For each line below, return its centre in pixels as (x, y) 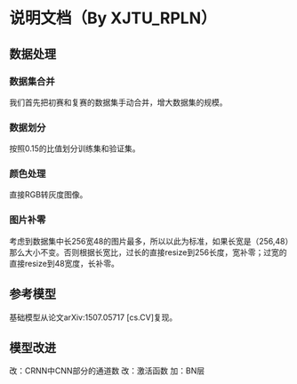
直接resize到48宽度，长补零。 (64, 263)
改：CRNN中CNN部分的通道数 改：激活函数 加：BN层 (107, 371)
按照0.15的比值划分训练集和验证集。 (75, 148)
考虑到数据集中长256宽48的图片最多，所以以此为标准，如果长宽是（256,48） (149, 241)
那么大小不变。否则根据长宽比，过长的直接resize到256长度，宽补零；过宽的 (148, 252)
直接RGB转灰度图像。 (48, 195)
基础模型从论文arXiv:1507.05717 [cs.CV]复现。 (93, 317)
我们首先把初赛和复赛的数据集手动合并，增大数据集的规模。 (118, 102)
